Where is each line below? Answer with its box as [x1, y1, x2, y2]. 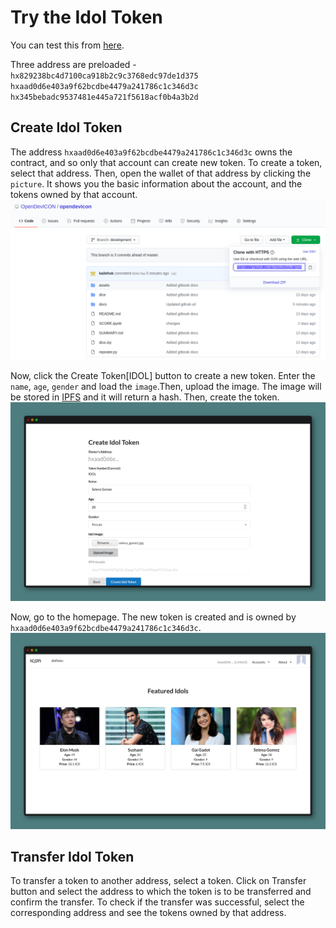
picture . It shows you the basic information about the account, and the [10, 177, 303, 190]
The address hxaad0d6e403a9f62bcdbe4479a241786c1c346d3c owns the [10, 146, 293, 158]
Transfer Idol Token [10, 849, 135, 866]
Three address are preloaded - [10, 58, 137, 70]
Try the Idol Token [10, 6, 163, 29]
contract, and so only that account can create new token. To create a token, [10, 156, 323, 168]
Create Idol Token [10, 119, 123, 136]
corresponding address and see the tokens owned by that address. [10, 907, 287, 919]
